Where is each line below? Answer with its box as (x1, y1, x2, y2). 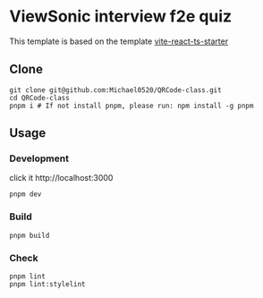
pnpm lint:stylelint (9, 280, 87, 289)
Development (9, 152, 70, 165)
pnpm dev (9, 190, 42, 199)
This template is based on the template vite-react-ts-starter (9, 36, 229, 47)
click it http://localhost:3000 (9, 173, 114, 183)
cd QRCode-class (9, 93, 70, 102)
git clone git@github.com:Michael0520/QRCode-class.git (9, 85, 222, 95)
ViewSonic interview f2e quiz (9, 6, 233, 27)
